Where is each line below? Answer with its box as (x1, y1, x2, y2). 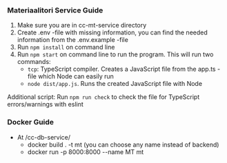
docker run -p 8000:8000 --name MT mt (27, 147, 144, 156)
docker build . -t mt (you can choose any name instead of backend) (27, 140, 219, 149)
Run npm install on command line (17, 43, 115, 52)
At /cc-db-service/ (17, 133, 71, 141)
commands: (17, 58, 51, 66)
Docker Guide (7, 118, 54, 127)
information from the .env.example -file (17, 36, 129, 44)
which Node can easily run (37, 72, 114, 80)
